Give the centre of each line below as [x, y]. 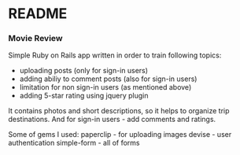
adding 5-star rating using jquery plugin [84, 96]
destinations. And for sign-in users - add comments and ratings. [112, 120]
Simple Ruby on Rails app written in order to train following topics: [115, 55]
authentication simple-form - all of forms [74, 143]
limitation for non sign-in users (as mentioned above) [105, 87]
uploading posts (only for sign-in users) [83, 71]
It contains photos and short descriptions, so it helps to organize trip [119, 111]
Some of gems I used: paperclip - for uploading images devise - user [120, 135]
